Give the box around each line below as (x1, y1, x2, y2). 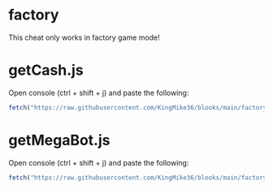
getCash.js (8, 61, 84, 80)
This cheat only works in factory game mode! (8, 32, 160, 42)
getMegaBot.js (8, 131, 110, 149)
